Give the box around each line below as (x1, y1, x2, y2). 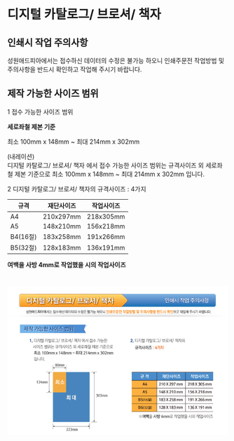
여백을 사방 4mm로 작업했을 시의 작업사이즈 (7, 260, 126, 269)
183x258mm (43, 232, 81, 240)
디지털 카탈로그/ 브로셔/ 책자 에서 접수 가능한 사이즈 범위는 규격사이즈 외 (7, 161, 205, 169)
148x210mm (43, 222, 81, 230)
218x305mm (86, 212, 125, 221)
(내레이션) (7, 152, 35, 161)
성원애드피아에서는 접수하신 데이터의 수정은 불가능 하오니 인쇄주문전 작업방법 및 (7, 57, 225, 65)
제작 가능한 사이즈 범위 (7, 88, 99, 100)
